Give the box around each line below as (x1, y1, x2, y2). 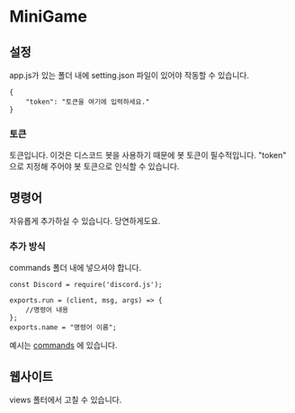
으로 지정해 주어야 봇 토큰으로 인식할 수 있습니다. (9, 161, 180, 172)
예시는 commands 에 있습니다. (9, 340, 118, 351)
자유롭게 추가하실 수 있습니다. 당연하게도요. (9, 216, 161, 227)
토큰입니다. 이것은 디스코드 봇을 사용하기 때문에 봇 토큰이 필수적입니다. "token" (9, 150, 287, 161)
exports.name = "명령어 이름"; (9, 323, 117, 332)
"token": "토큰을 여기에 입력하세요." (25, 97, 150, 106)
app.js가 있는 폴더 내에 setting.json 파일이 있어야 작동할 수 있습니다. (9, 70, 250, 80)
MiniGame (9, 6, 88, 27)
